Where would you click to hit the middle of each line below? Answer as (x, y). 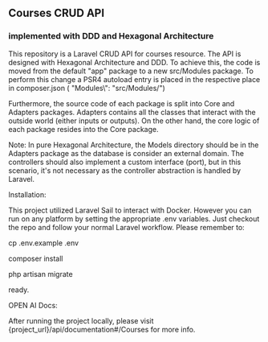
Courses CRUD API (57, 13)
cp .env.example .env (43, 243)
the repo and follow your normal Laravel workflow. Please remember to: (126, 227)
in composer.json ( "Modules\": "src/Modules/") (87, 88)
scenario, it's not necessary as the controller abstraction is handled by (125, 170)
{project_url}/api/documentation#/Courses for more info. (102, 329)
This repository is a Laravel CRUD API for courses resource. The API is (125, 54)
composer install (36, 258)
